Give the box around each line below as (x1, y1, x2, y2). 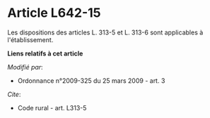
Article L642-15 (7, 5, 101, 21)
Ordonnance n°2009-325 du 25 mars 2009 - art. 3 (17, 76, 165, 85)
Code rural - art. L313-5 (17, 103, 87, 112)
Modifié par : (7, 63, 44, 71)
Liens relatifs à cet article (7, 49, 83, 58)
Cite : (7, 90, 21, 98)
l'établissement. (7, 35, 54, 44)
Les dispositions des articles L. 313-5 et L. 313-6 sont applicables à (7, 28, 204, 37)
